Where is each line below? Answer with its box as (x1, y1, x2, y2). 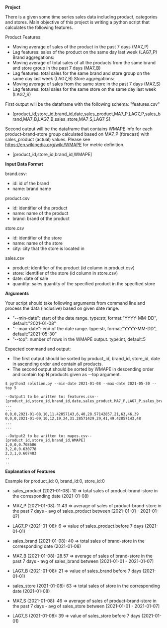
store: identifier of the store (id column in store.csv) (12, 270, 118, 276)
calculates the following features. (5, 24, 73, 30)
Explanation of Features (5, 468, 56, 474)
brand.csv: (5, 171, 27, 177)
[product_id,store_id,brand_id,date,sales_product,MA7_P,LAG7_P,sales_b (12, 111, 161, 117)
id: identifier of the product (12, 205, 68, 211)
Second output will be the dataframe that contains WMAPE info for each (5, 126, 153, 132)
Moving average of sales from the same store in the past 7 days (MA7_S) (12, 81, 161, 87)
